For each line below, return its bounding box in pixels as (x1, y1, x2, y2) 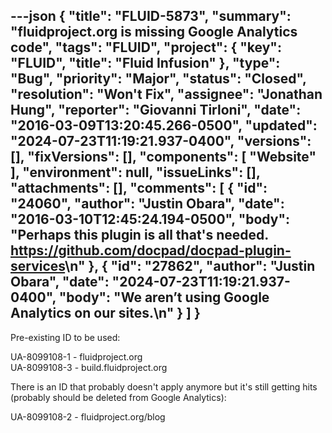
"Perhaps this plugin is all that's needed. (10, 227, 269, 244)
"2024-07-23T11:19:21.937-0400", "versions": (10, 133, 312, 150)
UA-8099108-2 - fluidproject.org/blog (10, 410, 166, 423)
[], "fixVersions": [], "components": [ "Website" (10, 149, 317, 166)
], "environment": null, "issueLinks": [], (10, 164, 261, 181)
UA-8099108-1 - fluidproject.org (10, 350, 143, 363)
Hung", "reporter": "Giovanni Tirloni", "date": (10, 102, 302, 119)
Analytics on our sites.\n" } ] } (10, 305, 201, 322)
